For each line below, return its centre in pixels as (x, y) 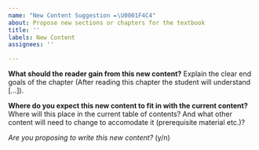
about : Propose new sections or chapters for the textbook (107, 23)
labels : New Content (42, 37)
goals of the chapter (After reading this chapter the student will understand (129, 82)
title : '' (24, 30)
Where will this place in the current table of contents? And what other (120, 114)
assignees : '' (31, 45)
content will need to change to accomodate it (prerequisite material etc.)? (127, 123)
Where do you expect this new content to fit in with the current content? (128, 106)
